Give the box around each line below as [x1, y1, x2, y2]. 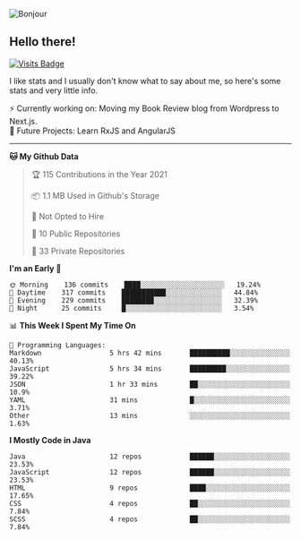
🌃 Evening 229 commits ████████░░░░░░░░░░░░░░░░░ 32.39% [9, 295, 258, 304]
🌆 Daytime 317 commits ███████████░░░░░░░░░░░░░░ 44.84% [9, 287, 258, 297]
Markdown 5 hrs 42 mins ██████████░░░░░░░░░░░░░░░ [9, 348, 291, 357]
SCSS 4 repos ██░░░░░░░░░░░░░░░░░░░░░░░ [9, 515, 291, 524]
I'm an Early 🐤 [9, 262, 62, 273]
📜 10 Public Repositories [30, 228, 121, 239]
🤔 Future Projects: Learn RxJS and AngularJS [9, 125, 176, 136]
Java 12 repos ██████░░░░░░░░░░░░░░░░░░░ [9, 452, 291, 461]
